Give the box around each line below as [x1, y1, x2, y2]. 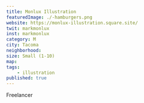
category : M [6, 36, 36, 42]
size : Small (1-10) [6, 53, 55, 59]
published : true [6, 75, 47, 81]
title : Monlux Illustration [6, 8, 77, 15]
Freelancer [6, 92, 33, 99]
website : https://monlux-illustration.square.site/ [6, 20, 138, 26]
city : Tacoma [6, 42, 39, 48]
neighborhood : [6, 48, 42, 54]
